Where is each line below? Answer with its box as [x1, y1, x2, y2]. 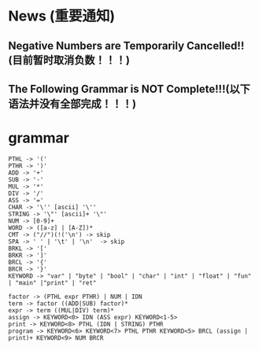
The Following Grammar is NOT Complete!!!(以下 [8, 82, 250, 95]
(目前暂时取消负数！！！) [8, 53, 130, 67]
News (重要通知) [8, 7, 116, 25]
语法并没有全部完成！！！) [8, 97, 136, 110]
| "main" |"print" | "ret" [8, 278, 97, 287]
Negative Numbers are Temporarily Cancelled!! [8, 39, 245, 52]
